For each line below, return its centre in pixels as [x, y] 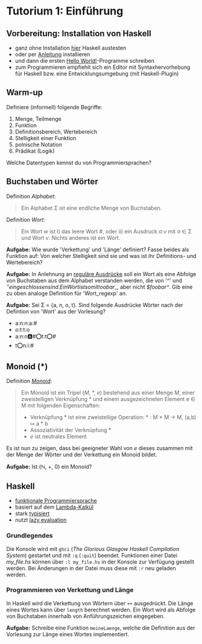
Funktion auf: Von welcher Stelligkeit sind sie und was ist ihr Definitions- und [101, 256]
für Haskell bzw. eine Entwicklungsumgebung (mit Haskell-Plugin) [97, 73]
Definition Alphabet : [31, 196]
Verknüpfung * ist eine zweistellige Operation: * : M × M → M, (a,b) [113, 417]
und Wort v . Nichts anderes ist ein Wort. [71, 237]
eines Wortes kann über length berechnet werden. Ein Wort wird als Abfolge [101, 610]
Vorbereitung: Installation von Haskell [79, 34]
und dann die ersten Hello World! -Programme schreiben [85, 61]
